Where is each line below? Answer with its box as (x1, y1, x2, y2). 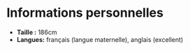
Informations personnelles (6, 5, 163, 21)
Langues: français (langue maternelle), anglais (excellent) (16, 35, 184, 43)
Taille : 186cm (16, 28, 57, 36)
